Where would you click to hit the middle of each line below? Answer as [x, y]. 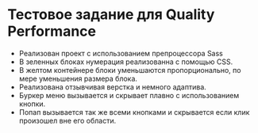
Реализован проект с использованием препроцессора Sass [121, 53]
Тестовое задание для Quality [111, 15]
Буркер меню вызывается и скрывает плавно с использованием [129, 95]
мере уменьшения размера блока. [78, 78]
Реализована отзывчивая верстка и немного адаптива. [113, 87]
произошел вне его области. [67, 120]
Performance [52, 31]
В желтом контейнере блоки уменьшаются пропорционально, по [130, 70]
